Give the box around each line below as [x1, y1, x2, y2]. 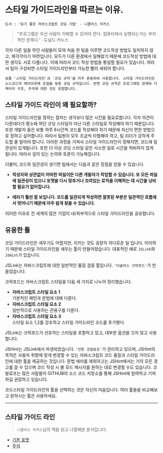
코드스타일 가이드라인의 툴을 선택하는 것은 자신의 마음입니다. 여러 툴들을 [5, 386, 141, 392]
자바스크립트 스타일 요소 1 [12, 289, 61, 295]
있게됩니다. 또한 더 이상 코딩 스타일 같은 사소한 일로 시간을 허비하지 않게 [17, 145, 154, 151]
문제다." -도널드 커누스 [26, 37, 69, 43]
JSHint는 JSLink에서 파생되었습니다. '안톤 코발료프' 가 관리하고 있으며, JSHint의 [5, 346, 156, 352]
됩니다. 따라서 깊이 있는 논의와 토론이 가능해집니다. [5, 151, 101, 157]
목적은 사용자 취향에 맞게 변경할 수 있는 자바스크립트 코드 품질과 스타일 [5, 352, 138, 358]
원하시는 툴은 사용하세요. [10, 393, 57, 399]
